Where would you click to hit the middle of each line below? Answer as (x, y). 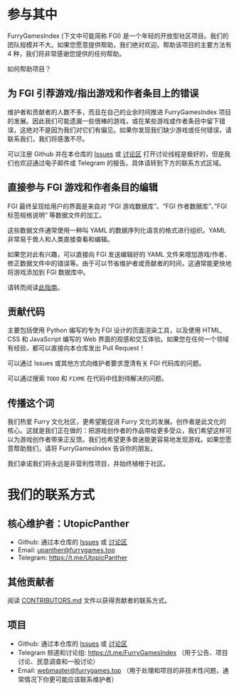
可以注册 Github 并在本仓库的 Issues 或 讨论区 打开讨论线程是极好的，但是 (116, 153)
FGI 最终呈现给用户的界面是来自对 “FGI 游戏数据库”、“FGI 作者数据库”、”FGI (117, 206)
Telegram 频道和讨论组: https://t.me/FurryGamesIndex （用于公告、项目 (123, 652)
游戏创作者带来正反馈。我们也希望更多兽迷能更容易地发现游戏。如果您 (122, 440)
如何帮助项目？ (29, 69)
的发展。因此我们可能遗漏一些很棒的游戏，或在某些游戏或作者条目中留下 (113, 121)
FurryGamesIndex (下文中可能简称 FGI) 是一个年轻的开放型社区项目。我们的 (118, 36)
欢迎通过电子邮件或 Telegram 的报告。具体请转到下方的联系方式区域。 (122, 163)
